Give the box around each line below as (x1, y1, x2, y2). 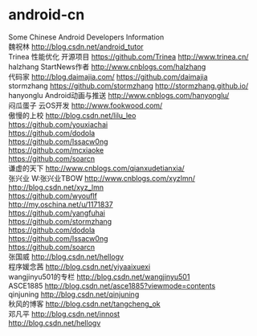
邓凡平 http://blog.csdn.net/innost (8, 309, 120, 318)
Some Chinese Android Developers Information (8, 32, 165, 42)
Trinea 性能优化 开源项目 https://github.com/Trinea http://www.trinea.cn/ (8, 51, 249, 61)
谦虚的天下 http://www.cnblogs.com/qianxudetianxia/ (8, 163, 185, 173)
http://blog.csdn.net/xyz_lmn (8, 182, 104, 192)
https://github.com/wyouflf (8, 191, 98, 200)
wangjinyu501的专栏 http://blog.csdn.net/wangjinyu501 (8, 272, 190, 281)
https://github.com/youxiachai (8, 119, 108, 129)
